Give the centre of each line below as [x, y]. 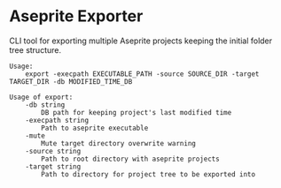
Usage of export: [41, 97]
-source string [53, 151]
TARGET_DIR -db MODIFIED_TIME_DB [71, 81]
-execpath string [57, 120]
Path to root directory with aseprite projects [130, 159]
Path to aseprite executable [95, 128]
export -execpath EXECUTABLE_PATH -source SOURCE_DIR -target [142, 74]
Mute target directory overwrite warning [119, 143]
